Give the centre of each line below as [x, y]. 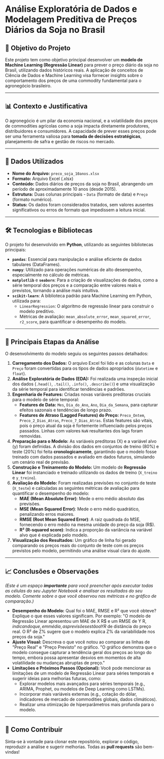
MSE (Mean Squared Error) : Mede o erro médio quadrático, [80, 509]
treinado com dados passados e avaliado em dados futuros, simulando [83, 457]
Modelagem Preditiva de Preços [71, 19]
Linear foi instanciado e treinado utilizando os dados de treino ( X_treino [85, 473]
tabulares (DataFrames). [36, 265]
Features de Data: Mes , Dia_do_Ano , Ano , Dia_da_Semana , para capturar [89, 405]
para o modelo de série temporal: [46, 400]
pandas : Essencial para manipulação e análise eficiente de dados [77, 259]
